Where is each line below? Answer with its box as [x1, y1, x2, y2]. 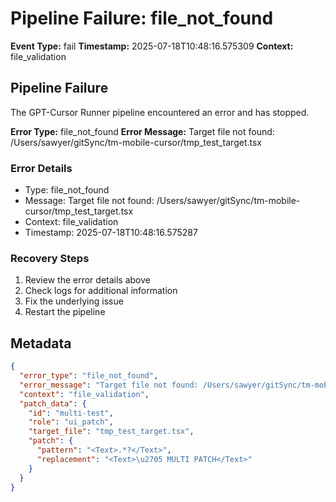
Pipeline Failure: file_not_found [10, 7, 274, 30]
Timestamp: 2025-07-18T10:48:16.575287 [24, 227, 198, 239]
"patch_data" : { [19, 398, 87, 409]
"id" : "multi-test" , [28, 408, 114, 418]
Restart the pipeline [24, 306, 106, 318]
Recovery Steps [10, 251, 90, 265]
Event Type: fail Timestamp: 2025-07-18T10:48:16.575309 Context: [10, 40, 294, 52]
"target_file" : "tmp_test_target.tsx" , [28, 427, 195, 437]
